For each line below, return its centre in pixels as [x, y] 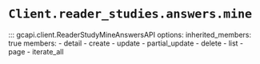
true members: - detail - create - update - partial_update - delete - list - [126, 43]
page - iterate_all [36, 51]
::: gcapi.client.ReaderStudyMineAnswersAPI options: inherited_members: [130, 34]
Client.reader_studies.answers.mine [130, 14]
